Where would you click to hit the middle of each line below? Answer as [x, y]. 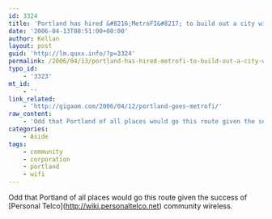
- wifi [34, 174]
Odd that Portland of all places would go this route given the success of [128, 197]
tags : [17, 144]
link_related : [32, 99]
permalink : [27, 62]
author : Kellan [34, 39]
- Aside [36, 136]
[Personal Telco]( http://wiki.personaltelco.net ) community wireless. [121, 206]
